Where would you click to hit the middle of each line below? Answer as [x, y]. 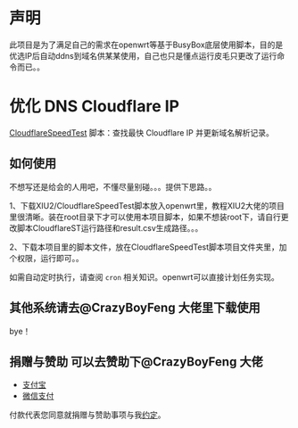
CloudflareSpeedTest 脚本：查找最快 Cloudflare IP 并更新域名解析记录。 [141, 132]
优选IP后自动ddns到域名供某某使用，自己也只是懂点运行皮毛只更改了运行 [143, 55]
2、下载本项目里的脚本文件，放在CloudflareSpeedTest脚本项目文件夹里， [144, 247]
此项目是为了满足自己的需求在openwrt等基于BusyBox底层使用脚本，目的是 [146, 45]
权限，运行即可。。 [50, 258]
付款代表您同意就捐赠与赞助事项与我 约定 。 [87, 415]
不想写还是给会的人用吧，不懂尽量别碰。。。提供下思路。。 [113, 186]
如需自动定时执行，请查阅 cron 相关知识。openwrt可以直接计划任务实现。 [144, 276]
